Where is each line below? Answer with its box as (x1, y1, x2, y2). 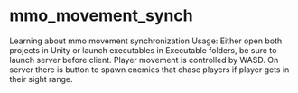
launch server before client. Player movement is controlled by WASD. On (9, 54, 279, 65)
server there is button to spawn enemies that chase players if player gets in (9, 64, 290, 75)
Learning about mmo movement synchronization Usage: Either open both (9, 35, 283, 46)
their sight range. (9, 73, 73, 84)
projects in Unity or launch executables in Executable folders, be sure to (9, 44, 277, 55)
